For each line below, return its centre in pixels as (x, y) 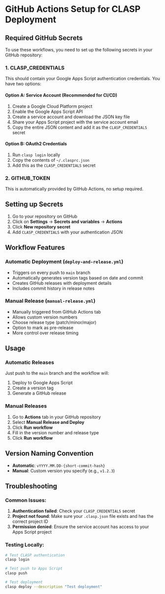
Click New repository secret (41, 227)
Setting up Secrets (34, 205)
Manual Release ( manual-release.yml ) (50, 301)
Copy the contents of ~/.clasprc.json (51, 160)
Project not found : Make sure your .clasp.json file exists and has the (83, 516)
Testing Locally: (25, 545)
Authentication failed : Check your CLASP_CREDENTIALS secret (74, 511)
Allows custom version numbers (45, 317)
